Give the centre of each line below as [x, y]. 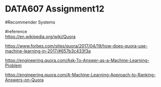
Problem [13, 65]
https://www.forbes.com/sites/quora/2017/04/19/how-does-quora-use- [76, 46]
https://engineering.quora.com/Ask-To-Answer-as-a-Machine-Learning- [77, 60]
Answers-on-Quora [24, 80]
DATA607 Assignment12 [55, 9]
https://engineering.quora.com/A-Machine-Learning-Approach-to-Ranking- [80, 75]
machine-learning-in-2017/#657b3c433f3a [48, 51]
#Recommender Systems [30, 22]
